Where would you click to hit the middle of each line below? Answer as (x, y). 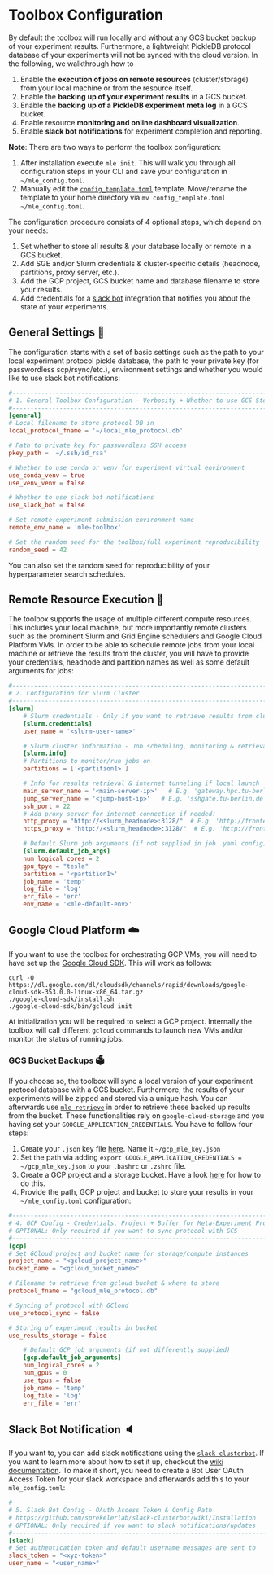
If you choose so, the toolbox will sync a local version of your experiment (131, 1081)
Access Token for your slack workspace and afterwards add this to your (129, 1479)
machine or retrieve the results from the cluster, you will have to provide (129, 654)
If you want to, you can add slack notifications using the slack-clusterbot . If (136, 1453)
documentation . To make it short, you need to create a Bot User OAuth (126, 1471)
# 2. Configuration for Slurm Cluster (74, 694)
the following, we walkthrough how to (71, 64)
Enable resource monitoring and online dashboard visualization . (130, 122)
